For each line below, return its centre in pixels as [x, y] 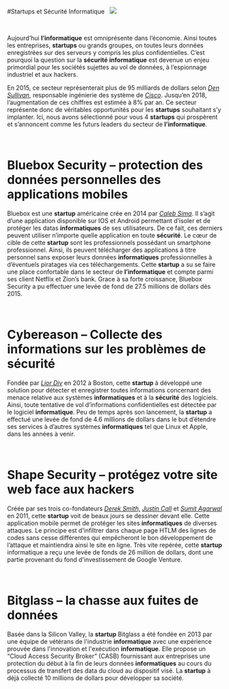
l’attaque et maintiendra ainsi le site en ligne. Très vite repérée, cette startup [114, 545]
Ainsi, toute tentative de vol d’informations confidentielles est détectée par [112, 404]
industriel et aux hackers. [43, 74]
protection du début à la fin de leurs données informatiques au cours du [109, 663]
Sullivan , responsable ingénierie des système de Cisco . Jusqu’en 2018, [107, 95]
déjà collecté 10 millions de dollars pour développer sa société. [96, 678]
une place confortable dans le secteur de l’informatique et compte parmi [110, 272]
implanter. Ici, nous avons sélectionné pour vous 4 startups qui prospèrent [112, 117]
